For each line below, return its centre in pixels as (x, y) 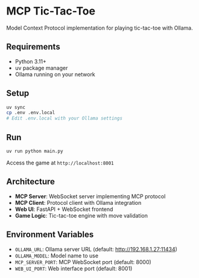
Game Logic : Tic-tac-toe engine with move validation (81, 215)
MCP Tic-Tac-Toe (51, 11)
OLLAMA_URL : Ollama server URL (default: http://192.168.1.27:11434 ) (96, 249)
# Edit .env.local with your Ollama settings (64, 118)
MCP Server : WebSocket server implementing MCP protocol (90, 196)
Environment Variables (50, 235)
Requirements (33, 47)
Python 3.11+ (31, 61)
